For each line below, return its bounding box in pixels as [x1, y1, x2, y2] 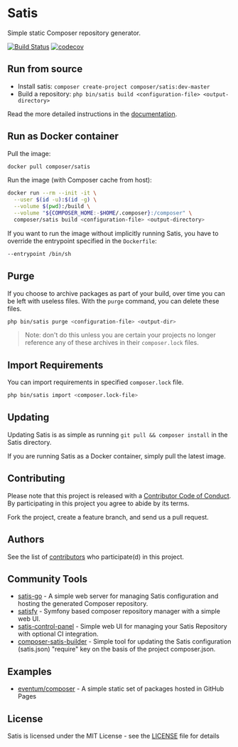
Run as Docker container [7, 130, 119, 143]
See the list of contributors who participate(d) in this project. [7, 552, 185, 561]
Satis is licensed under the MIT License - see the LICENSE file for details [7, 731, 220, 740]
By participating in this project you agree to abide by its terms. [7, 499, 190, 508]
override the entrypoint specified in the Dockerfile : [7, 237, 158, 245]
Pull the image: [7, 149, 51, 158]
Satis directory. [7, 438, 52, 446]
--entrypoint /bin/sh [7, 250, 72, 257]
